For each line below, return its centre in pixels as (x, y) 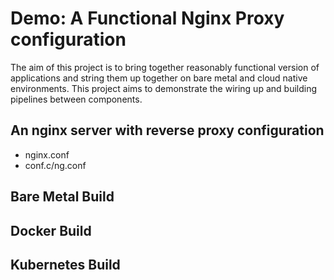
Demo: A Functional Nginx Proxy (147, 18)
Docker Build (51, 230)
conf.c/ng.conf (55, 165)
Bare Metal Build (62, 197)
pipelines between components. (76, 99)
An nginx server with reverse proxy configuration (167, 130)
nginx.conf (47, 154)
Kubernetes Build (65, 264)
